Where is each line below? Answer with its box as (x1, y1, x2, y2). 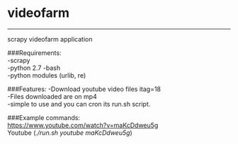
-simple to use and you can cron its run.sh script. (7, 100, 151, 108)
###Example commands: (7, 113, 80, 121)
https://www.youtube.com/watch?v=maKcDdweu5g (7, 121, 159, 129)
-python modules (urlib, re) (7, 71, 86, 79)
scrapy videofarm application (7, 35, 93, 43)
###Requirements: (7, 48, 62, 57)
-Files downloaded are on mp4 (7, 92, 97, 100)
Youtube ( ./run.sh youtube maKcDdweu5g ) (7, 128, 132, 137)
